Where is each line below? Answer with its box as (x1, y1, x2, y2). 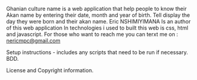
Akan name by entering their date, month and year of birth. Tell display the (6, 11, 190, 19)
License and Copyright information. (6, 67, 94, 74)
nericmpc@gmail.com (6, 37, 61, 44)
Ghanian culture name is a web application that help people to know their (6, 5, 187, 12)
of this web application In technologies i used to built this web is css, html (6, 24, 189, 31)
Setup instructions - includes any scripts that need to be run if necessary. (6, 49, 188, 56)
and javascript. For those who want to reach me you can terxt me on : (6, 31, 178, 38)
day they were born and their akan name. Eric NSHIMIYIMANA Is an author (6, 18, 191, 25)
